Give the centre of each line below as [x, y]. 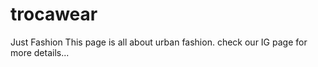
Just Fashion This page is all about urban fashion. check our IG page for [159, 42]
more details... [40, 52]
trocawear [54, 14]
